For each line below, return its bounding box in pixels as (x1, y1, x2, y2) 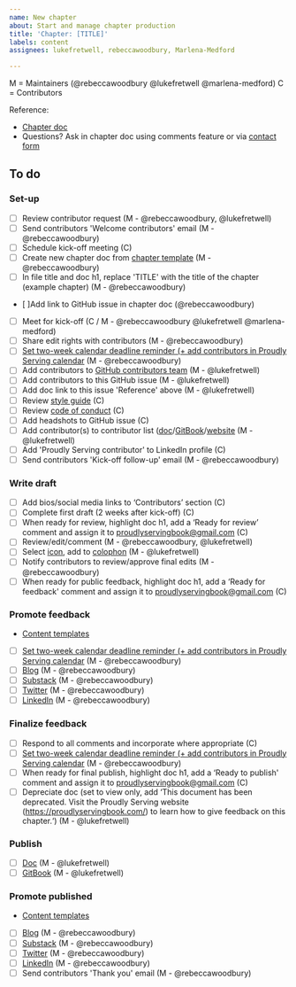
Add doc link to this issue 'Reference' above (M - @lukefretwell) (21, 385, 255, 395)
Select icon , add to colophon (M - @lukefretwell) (21, 547, 200, 557)
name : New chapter (9, 12, 77, 22)
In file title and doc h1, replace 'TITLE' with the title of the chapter (21, 272, 260, 283)
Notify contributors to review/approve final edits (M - (21, 556, 215, 567)
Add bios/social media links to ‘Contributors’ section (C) (21, 497, 226, 508)
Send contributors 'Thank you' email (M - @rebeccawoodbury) (21, 968, 252, 978)
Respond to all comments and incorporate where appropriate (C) (21, 737, 258, 749)
